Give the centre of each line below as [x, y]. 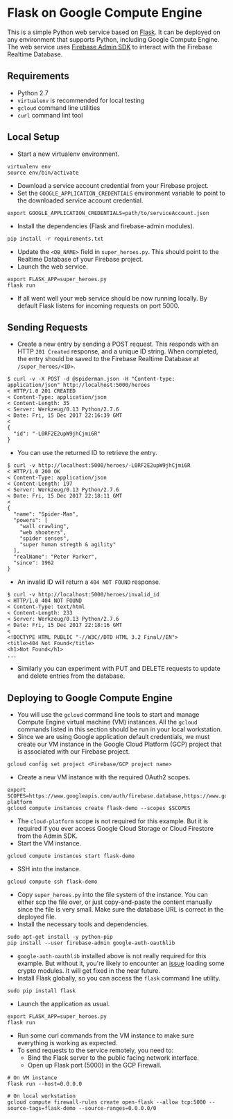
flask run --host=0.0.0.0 [44, 1084]
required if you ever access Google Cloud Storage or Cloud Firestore [115, 829]
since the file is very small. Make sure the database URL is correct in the [120, 910]
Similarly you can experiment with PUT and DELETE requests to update [119, 669]
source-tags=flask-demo [42, 1109]
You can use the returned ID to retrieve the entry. [87, 453]
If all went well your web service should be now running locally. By [112, 298]
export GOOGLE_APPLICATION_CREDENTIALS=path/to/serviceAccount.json [108, 213]
